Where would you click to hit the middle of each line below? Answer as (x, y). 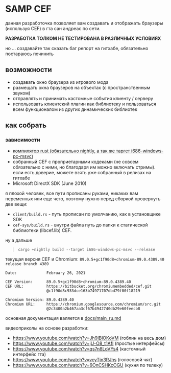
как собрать (26, 125)
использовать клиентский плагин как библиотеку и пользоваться (84, 104)
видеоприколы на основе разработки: (47, 328)
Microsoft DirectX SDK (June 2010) (50, 183)
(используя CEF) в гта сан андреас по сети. (53, 28)
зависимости (23, 140)
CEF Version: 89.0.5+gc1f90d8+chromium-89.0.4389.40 (68, 282)
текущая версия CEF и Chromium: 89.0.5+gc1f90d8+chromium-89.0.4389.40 (85, 259)
